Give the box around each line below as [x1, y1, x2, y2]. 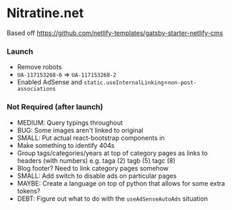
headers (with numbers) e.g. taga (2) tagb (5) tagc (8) [16, 156, 176, 165]
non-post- [168, 79, 197, 86]
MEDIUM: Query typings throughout [16, 118, 123, 126]
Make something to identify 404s [16, 141, 115, 149]
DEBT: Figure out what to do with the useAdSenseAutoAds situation [16, 194, 208, 203]
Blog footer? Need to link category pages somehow [16, 164, 169, 172]
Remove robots [16, 63, 62, 71]
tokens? [16, 186, 41, 195]
